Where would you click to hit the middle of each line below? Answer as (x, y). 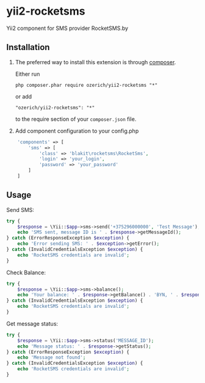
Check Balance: (26, 272)
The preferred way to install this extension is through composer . (95, 62)
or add (23, 97)
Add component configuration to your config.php (77, 131)
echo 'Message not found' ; (52, 358)
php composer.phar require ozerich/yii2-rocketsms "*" (86, 85)
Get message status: (32, 323)
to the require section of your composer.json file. (76, 119)
